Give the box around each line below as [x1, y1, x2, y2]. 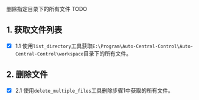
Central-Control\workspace [15, 51, 84, 57]
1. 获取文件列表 [6, 25, 63, 35]
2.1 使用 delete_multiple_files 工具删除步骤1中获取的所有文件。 [15, 87, 173, 94]
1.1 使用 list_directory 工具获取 [15, 42, 93, 49]
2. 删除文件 [6, 70, 48, 80]
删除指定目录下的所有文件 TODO [6, 5, 88, 12]
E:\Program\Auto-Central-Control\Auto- [92, 43, 194, 49]
